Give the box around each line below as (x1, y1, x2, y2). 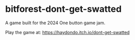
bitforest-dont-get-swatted (5, 3, 122, 15)
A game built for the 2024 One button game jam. (5, 20, 105, 26)
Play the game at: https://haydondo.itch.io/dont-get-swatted (5, 29, 130, 35)
